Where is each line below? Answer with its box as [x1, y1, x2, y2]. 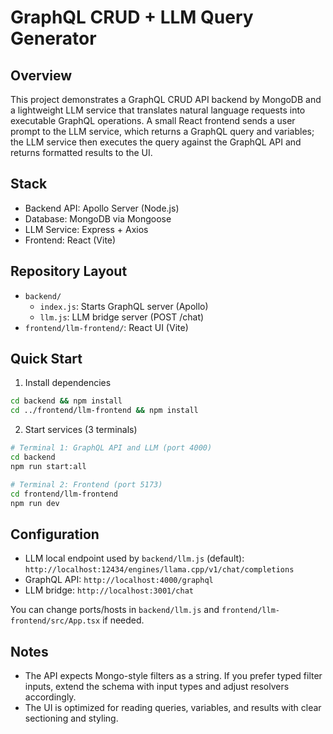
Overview [10, 67, 73, 84]
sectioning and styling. [24, 712, 119, 725]
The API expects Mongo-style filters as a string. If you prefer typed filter [24, 670, 323, 682]
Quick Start [10, 351, 83, 368]
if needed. [102, 614, 145, 626]
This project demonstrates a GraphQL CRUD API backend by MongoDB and [10, 94, 322, 105]
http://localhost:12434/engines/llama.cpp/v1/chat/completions [24, 565, 295, 575]
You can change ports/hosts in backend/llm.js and [10, 604, 220, 616]
